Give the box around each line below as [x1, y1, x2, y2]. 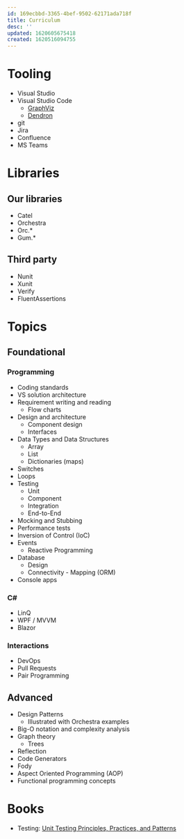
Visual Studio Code [17, 97, 73, 105]
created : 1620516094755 [7, 36, 76, 43]
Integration [27, 501, 59, 510]
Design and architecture [17, 412, 87, 421]
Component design [27, 420, 83, 428]
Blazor [17, 624, 36, 632]
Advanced [7, 691, 53, 703]
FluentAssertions [17, 294, 66, 303]
